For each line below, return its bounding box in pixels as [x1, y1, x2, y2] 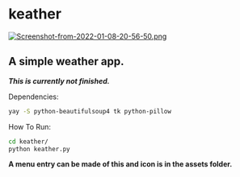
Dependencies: [8, 92, 59, 101]
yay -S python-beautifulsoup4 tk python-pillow [8, 107, 172, 115]
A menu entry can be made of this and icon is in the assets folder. [8, 159, 233, 169]
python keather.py [8, 145, 70, 153]
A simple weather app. [8, 55, 124, 68]
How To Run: [8, 121, 51, 131]
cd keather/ [8, 138, 48, 146]
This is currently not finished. [8, 76, 111, 85]
